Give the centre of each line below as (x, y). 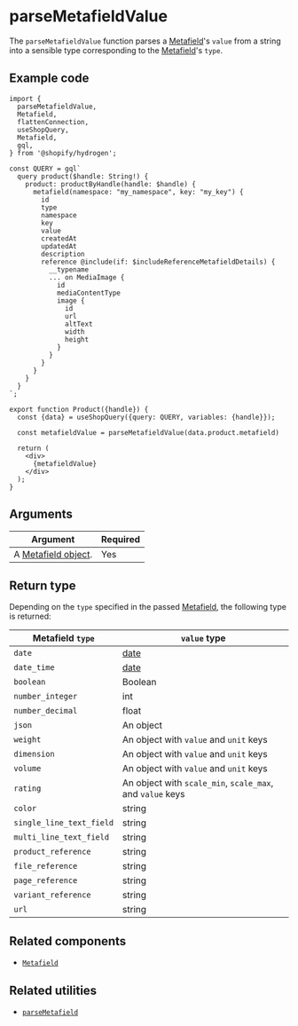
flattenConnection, (53, 122)
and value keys (154, 794)
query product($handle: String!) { (83, 176)
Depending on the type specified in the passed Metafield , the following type (148, 607)
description (63, 254)
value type (203, 638)
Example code (49, 79)
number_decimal (46, 711)
